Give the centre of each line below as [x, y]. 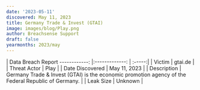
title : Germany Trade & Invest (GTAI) [55, 23]
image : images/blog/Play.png [43, 28]
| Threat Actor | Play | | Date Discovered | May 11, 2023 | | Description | [94, 68]
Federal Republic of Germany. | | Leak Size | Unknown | [74, 80]
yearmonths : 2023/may [33, 45]
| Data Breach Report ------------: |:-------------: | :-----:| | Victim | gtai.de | [100, 62]
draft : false [23, 39]
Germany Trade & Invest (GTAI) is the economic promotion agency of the [96, 75]
